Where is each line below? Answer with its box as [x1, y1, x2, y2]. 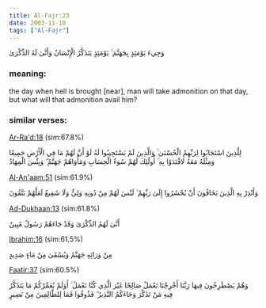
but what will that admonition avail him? [9, 94, 138, 104]
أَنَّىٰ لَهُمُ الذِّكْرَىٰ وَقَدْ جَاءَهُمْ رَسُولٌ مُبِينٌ [9, 219, 120, 228]
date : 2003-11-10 [9, 19, 66, 27]
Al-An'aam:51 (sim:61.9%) [9, 172, 93, 182]
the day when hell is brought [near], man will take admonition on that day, [9, 86, 249, 96]
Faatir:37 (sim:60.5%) [9, 264, 80, 274]
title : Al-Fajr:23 [9, 11, 70, 20]
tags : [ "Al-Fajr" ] [9, 26, 70, 34]
